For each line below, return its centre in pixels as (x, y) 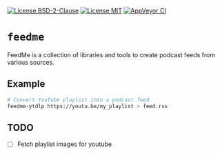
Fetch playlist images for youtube (64, 144)
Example (26, 84)
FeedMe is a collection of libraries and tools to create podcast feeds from (111, 54)
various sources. (31, 62)
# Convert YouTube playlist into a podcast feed (78, 100)
